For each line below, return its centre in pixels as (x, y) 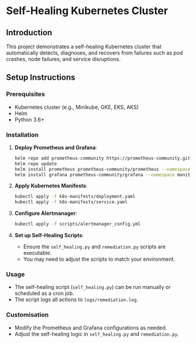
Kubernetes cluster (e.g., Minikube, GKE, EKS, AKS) (77, 107)
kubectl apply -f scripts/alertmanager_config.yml (78, 224)
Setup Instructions (41, 78)
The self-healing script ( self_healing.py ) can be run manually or (92, 287)
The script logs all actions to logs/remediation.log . (76, 300)
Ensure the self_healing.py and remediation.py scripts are (94, 247)
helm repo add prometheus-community (59, 158)
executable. (37, 253)
